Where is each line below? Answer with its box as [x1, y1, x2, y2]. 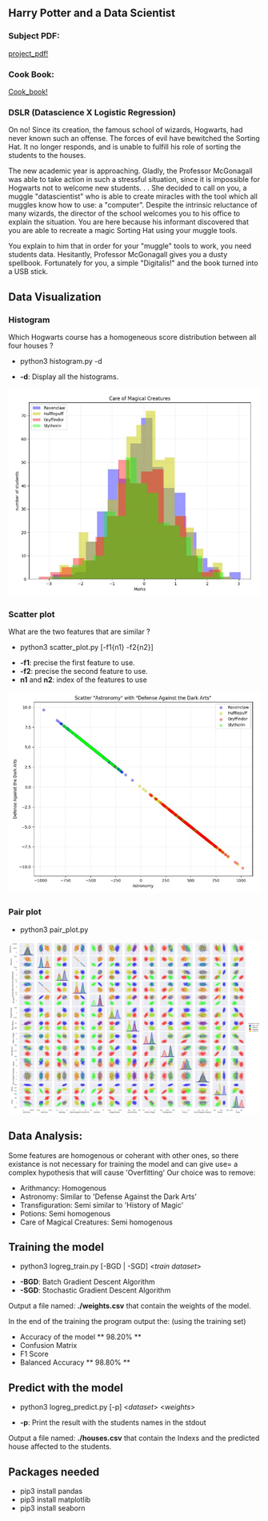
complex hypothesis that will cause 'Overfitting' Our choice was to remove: [8, 1168, 256, 1177]
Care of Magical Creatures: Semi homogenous [19, 1217, 174, 1227]
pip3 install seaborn [19, 1503, 86, 1513]
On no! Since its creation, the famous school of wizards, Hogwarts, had [8, 125, 243, 135]
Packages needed [8, 1465, 100, 1479]
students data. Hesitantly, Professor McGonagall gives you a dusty [8, 250, 228, 260]
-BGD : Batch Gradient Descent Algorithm [19, 1277, 155, 1287]
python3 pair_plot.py [19, 925, 89, 934]
